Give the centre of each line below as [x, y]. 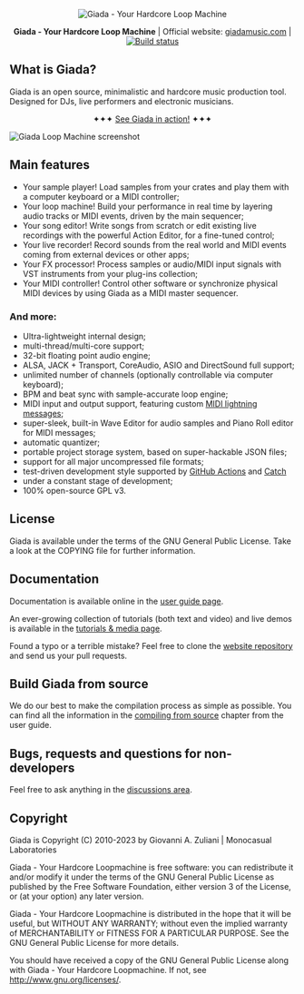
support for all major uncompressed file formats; [113, 461]
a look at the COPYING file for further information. [103, 550]
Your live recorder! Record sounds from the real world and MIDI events [155, 244]
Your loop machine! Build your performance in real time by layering [147, 206]
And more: [33, 316]
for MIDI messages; [59, 432]
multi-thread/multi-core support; [83, 346]
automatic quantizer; [61, 442]
